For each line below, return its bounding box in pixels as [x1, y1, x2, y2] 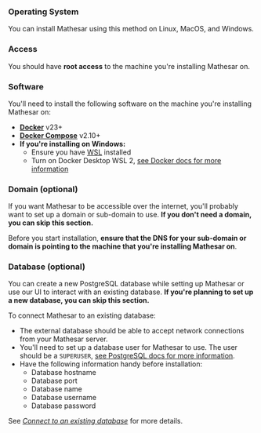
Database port [31, 376, 78, 386]
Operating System [8, 6, 79, 17]
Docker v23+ [19, 122, 63, 132]
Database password [31, 401, 96, 410]
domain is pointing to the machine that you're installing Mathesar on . [8, 242, 237, 251]
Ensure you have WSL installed [31, 147, 132, 157]
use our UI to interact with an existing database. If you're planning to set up [8, 287, 254, 297]
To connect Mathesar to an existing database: [8, 311, 156, 320]
